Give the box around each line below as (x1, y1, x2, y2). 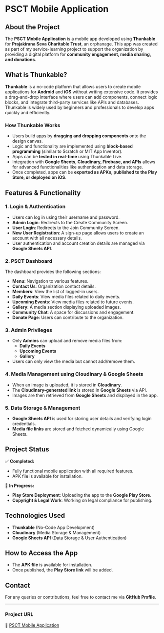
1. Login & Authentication (5, 203, 66, 210)
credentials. (12, 421, 36, 426)
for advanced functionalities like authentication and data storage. (12, 164, 143, 170)
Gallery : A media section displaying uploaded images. (12, 304, 121, 310)
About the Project (5, 23, 60, 31)
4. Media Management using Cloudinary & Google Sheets (5, 371, 143, 378)
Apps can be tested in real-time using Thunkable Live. (12, 154, 123, 160)
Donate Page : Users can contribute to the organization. (12, 315, 123, 320)
